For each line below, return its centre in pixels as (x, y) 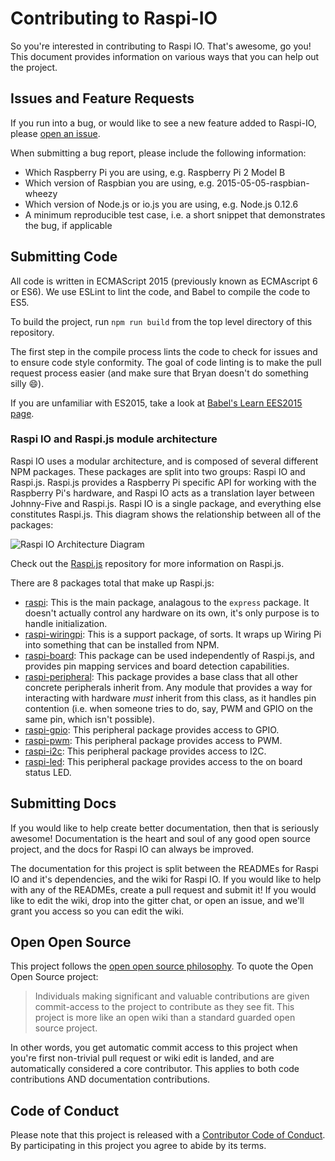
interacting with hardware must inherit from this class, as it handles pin (170, 698)
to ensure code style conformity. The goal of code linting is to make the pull (166, 362)
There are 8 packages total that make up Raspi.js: (112, 583)
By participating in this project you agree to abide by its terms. (138, 1146)
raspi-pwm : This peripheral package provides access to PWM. (153, 740)
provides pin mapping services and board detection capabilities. (157, 666)
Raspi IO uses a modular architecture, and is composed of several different (164, 461)
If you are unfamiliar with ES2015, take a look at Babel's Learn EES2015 (156, 403)
